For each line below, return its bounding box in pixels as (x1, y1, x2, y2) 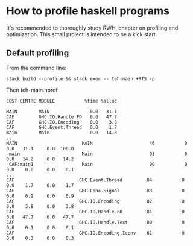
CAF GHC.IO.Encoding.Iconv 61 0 (6, 230, 185, 236)
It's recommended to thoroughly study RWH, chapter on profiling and (6, 24, 179, 31)
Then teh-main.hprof (6, 86, 59, 93)
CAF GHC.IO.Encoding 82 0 (6, 198, 185, 204)
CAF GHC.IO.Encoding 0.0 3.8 (6, 119, 118, 125)
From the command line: (6, 64, 67, 71)
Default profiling (6, 48, 69, 58)
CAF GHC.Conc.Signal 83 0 (6, 188, 185, 194)
